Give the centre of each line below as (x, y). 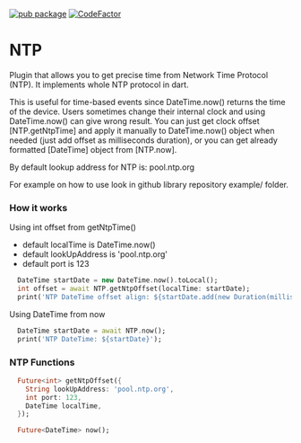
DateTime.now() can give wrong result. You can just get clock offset (134, 120)
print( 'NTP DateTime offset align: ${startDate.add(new (124, 297)
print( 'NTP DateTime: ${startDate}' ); (90, 339)
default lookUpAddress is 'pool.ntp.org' (95, 254)
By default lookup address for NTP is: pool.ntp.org (102, 167)
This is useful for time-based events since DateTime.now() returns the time (147, 102)
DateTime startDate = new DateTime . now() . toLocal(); (118, 280)
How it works (39, 208)
